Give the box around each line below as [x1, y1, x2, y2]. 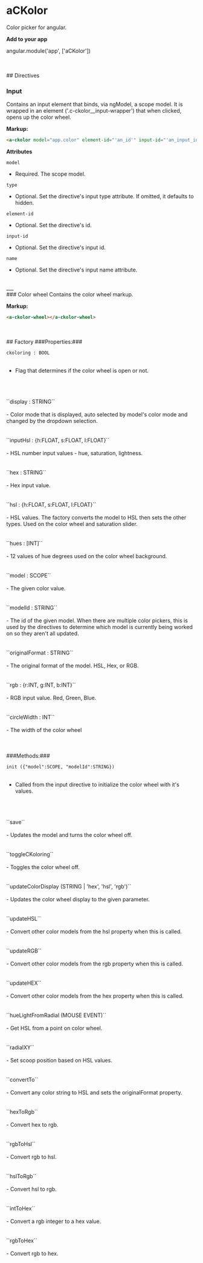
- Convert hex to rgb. [6, 1121, 59, 1128]
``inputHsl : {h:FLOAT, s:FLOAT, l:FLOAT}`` [6, 436, 110, 444]
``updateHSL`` [6, 915, 41, 922]
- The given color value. [6, 584, 66, 592]
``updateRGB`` [6, 947, 42, 955]
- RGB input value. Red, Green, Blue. [6, 694, 97, 701]
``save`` [6, 818, 25, 825]
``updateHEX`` [6, 979, 42, 987]
